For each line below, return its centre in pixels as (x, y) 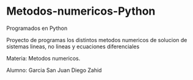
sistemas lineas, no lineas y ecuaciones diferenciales (73, 46)
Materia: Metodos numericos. (43, 58)
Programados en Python (37, 28)
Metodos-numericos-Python (81, 11)
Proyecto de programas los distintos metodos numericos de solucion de (97, 40)
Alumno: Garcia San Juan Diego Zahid (54, 70)
